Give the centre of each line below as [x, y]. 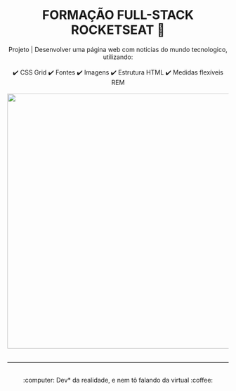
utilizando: [118, 57]
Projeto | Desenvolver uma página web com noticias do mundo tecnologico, [118, 49]
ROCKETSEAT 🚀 [118, 30]
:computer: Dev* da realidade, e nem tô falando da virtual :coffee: [118, 380]
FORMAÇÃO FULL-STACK [118, 15]
